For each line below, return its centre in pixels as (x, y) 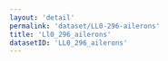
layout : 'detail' (42, 17)
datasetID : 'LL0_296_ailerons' (69, 43)
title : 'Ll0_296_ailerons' (60, 34)
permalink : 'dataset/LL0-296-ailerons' (85, 26)
